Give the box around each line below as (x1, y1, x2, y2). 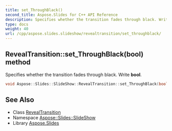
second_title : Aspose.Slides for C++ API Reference (5, 12, 118, 17)
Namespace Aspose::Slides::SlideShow (12, 114, 96, 120)
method (5, 58, 31, 67)
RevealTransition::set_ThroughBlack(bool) (5, 50, 144, 59)
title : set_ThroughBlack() (5, 7, 63, 13)
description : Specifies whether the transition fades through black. (5, 17, 157, 22)
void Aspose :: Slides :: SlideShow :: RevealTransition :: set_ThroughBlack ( (5, 81, 159, 87)
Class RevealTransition (12, 109, 61, 115)
